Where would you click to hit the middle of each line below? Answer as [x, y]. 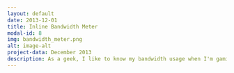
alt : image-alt [29, 46]
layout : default [31, 14]
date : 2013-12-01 [32, 20]
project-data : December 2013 [49, 53]
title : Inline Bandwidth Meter [53, 26]
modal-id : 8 [24, 33]
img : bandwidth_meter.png [45, 40]
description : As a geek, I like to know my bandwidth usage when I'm [110, 59]
